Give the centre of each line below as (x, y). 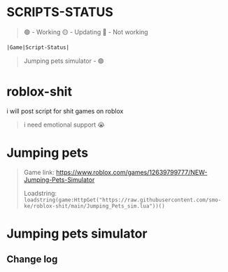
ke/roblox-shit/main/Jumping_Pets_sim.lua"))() (94, 206)
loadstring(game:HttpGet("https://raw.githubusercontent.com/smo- (122, 200)
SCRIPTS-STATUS (60, 12)
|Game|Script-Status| (38, 47)
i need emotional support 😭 (64, 124)
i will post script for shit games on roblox (65, 111)
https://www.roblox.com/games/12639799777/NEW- (132, 172)
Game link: (39, 172)
